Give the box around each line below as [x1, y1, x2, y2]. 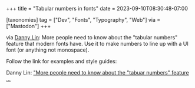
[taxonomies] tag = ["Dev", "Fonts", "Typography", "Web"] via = [6, 16, 161, 23]
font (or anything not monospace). [6, 46, 90, 53]
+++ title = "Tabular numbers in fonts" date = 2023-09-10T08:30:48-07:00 [6, 5, 189, 12]
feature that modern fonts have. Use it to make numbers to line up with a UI [6, 40, 189, 47]
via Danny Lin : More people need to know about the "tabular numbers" [6, 34, 178, 40]
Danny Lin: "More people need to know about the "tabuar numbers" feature [6, 69, 190, 76]
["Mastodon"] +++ [6, 23, 51, 29]
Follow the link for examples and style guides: [6, 58, 117, 65]
